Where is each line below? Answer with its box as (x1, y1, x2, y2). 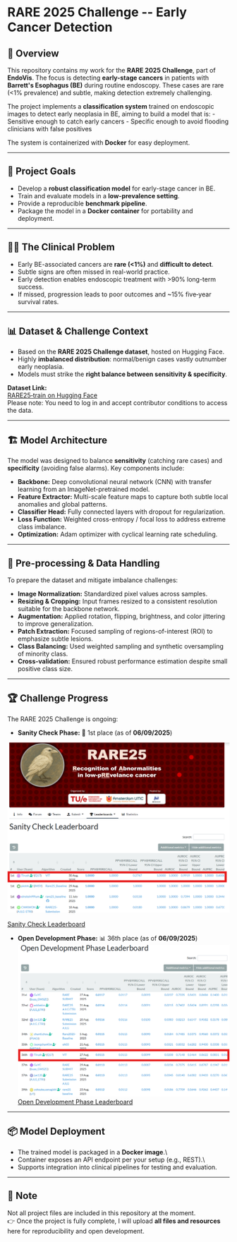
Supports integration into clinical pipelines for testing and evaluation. (17, 1162, 217, 1171)
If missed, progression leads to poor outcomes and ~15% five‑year (17, 290, 212, 299)
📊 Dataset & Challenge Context (7, 325, 149, 337)
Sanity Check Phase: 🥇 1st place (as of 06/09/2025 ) (17, 728, 173, 737)
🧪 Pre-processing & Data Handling (7, 557, 160, 569)
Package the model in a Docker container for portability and (17, 206, 193, 215)
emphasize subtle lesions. (17, 634, 94, 643)
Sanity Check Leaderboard (7, 920, 86, 929)
